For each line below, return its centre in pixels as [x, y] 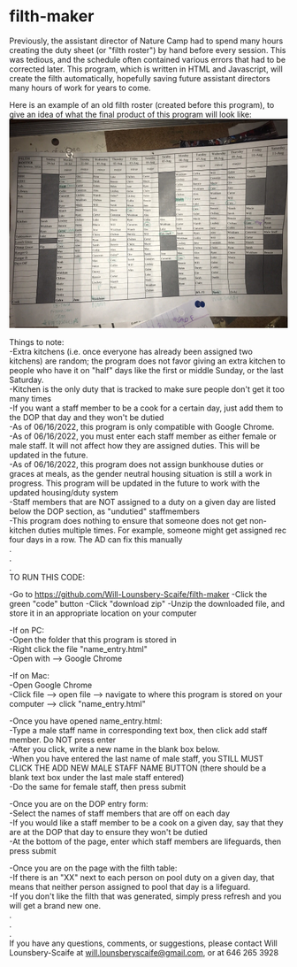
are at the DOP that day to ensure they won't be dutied [108, 832]
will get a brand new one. [55, 905]
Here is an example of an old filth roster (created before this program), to [142, 104]
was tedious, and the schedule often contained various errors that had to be [147, 59]
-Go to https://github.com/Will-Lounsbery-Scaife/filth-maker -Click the [138, 594]
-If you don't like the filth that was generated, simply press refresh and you [145, 896]
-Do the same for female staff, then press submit [98, 787]
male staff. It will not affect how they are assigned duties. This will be [135, 445]
